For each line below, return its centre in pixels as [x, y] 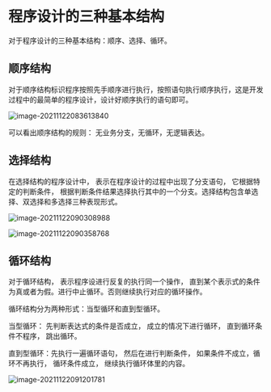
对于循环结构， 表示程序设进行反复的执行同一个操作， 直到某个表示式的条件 [134, 282]
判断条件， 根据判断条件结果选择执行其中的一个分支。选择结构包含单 [137, 192]
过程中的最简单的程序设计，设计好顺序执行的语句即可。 [100, 99]
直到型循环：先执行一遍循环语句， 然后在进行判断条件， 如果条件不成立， [131, 353]
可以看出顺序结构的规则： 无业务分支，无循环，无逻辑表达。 [108, 132]
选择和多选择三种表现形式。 [76, 201]
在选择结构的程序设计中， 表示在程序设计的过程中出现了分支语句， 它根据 [131, 181]
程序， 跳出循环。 [52, 336]
